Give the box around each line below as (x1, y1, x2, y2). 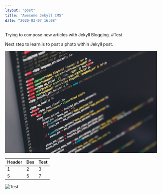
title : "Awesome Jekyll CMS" (5, 13, 64, 18)
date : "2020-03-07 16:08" (5, 18, 57, 23)
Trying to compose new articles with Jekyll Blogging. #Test (5, 32, 122, 38)
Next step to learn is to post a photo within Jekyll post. (5, 41, 113, 47)
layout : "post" (5, 8, 36, 13)
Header (7, 159, 23, 165)
